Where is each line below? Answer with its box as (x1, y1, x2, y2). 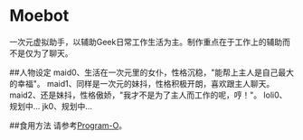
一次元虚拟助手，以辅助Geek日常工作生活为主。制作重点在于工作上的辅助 (9, 36, 283, 47)
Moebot (9, 5, 70, 26)
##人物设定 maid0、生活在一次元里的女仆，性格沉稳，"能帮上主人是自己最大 (9, 67, 295, 78)
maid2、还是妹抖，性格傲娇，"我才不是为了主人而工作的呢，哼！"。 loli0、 (9, 89, 288, 100)
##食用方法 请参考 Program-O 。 (9, 119, 128, 131)
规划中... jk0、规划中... (9, 100, 93, 111)
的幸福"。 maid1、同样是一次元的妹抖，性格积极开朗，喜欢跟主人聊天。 (9, 78, 275, 89)
